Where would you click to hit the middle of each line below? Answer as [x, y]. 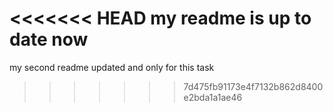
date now [49, 39]
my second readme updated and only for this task [112, 67]
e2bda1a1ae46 [213, 97]
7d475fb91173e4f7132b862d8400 [253, 86]
